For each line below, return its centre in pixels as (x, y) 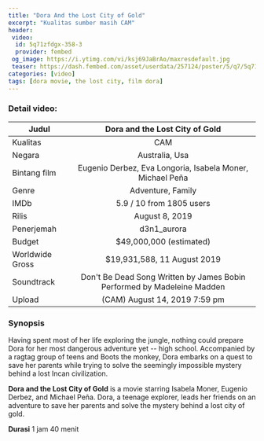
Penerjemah (35, 229)
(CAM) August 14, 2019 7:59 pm (163, 300)
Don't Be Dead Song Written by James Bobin (163, 277)
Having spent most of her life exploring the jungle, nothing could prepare (126, 340)
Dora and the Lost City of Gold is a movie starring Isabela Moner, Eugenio (128, 389)
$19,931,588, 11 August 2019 (163, 259)
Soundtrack (33, 281)
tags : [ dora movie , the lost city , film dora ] (86, 81)
